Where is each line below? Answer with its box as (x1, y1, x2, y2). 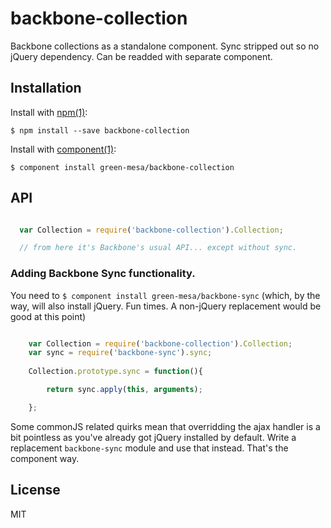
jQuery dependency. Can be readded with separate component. (10, 50, 273, 62)
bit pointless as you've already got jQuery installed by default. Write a (10, 431, 297, 443)
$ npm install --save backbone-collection (10, 125, 190, 136)
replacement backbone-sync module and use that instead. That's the (10, 442, 289, 454)
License (10, 482, 61, 499)
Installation (10, 80, 82, 97)
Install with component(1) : (10, 143, 117, 155)
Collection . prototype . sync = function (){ (28, 367, 203, 377)
